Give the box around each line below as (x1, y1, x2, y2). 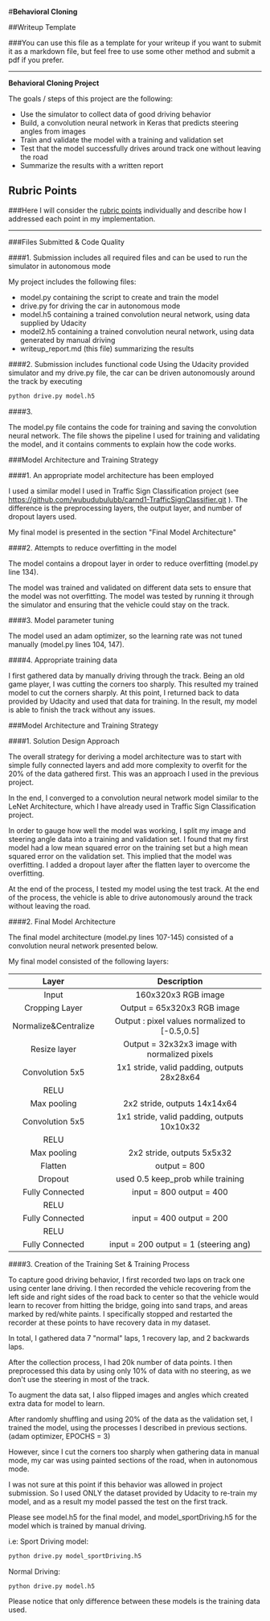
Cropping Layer (23, 1002, 83, 1013)
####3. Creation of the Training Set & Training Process (8, 1259, 190, 1268)
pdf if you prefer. (8, 56, 64, 64)
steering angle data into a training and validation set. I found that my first (8, 834, 249, 843)
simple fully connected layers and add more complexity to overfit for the (8, 760, 247, 769)
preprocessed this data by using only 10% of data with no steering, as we (8, 1366, 252, 1376)
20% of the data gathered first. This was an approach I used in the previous (8, 769, 260, 778)
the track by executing (8, 376, 83, 386)
